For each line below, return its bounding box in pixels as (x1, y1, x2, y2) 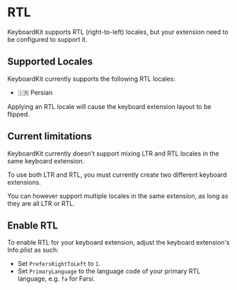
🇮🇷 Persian (17, 88, 53, 96)
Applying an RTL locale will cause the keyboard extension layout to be (7, 102, 212, 110)
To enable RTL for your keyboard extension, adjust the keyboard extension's (7, 238, 230, 247)
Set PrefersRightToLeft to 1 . (17, 260, 101, 268)
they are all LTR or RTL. (7, 199, 76, 207)
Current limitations (7, 130, 92, 142)
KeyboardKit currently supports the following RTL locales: (7, 74, 175, 83)
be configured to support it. (7, 35, 88, 43)
